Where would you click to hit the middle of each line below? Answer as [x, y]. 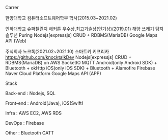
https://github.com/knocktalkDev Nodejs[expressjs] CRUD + [68, 57]
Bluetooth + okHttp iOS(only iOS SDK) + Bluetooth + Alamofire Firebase [80, 68]
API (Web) [16, 41]
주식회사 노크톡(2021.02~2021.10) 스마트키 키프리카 [57, 51]
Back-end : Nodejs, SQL [31, 93]
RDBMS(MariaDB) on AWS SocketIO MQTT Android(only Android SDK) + [81, 63]
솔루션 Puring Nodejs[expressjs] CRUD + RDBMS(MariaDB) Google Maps [81, 35]
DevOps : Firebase [25, 123]
